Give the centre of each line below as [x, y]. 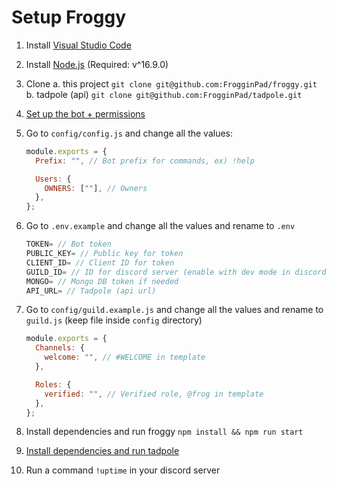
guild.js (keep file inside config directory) [114, 320]
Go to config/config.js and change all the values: [129, 133]
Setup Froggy [68, 17]
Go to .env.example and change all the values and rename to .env [160, 226]
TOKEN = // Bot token [68, 244]
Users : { [53, 179]
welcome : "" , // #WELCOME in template [125, 357]
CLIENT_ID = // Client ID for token [100, 262]
